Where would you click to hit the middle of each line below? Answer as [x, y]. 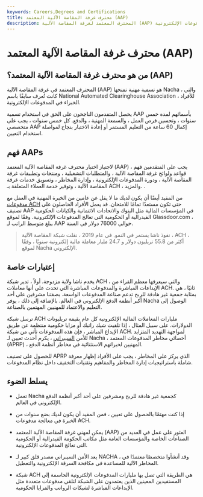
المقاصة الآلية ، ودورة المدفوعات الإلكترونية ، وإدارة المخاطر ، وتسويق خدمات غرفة [99, 180]
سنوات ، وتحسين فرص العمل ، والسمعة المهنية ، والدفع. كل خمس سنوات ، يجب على [101, 121]
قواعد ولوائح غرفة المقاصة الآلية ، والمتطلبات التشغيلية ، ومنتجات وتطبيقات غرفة [96, 173]
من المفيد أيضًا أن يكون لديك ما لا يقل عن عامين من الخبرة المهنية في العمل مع [95, 198]
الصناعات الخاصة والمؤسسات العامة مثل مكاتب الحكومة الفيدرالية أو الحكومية [102, 438]
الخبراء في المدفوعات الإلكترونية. [44, 103]
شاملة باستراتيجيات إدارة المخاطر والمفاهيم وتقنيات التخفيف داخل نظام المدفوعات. [100, 362]
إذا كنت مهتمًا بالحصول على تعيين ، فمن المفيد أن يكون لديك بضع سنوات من [100, 414]
